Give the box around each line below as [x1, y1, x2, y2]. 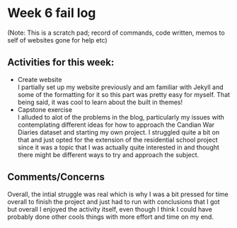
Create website [17, 75, 62, 84]
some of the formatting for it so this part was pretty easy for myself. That [17, 90, 231, 98]
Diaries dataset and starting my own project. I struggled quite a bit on [17, 127, 220, 136]
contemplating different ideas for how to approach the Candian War [17, 120, 215, 129]
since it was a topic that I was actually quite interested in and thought [17, 143, 219, 152]
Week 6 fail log [7, 5, 96, 21]
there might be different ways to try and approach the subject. [17, 150, 200, 159]
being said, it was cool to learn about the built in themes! [17, 98, 183, 106]
